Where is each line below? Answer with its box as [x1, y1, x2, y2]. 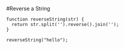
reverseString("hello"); [6, 37, 68, 43]
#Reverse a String [6, 5, 51, 12]
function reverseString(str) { [6, 17, 84, 22]
